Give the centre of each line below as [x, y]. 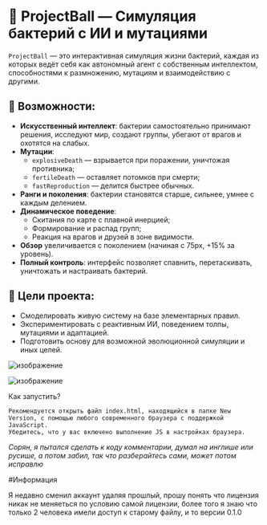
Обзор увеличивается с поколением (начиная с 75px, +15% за [127, 245]
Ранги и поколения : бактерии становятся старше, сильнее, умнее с [137, 194]
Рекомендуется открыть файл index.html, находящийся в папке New [119, 411]
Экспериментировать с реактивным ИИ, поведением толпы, [124, 324]
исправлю [26, 464]
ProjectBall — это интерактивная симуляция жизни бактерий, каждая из [133, 55]
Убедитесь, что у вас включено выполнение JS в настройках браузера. [127, 432]
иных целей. [41, 349]
